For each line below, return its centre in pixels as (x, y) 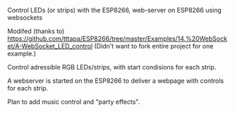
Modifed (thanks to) (36, 31)
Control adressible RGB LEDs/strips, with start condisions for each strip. (112, 67)
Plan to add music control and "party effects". (74, 102)
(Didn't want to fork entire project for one (154, 46)
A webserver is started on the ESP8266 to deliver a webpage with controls (116, 81)
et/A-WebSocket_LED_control (50, 46)
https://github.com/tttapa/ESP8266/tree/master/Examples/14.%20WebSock (117, 39)
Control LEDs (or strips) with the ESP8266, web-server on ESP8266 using (115, 10)
